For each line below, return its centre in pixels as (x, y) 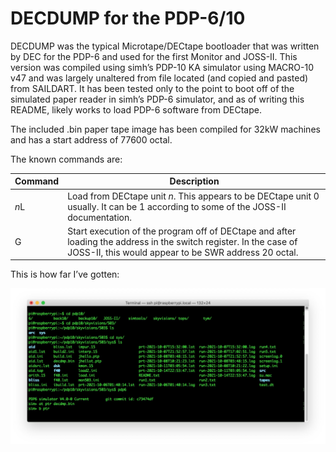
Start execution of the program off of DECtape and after (182, 231)
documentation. (100, 217)
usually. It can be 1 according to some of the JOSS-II (177, 206)
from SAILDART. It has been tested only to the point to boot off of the (152, 88)
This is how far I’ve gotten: (65, 274)
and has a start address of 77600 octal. (91, 139)
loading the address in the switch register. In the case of (182, 241)
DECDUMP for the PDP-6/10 (128, 18)
